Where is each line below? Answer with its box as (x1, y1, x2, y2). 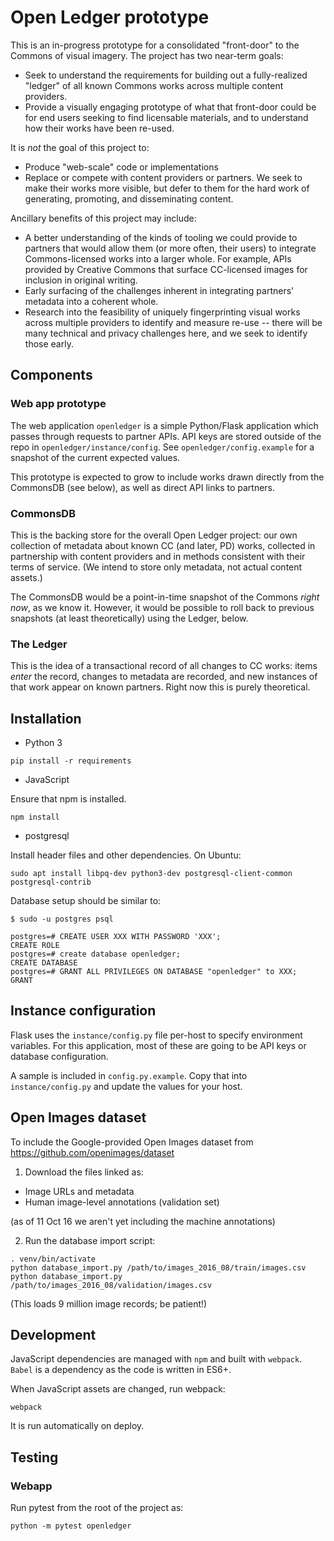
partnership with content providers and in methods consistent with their (10, 550, 306, 562)
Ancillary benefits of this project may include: (10, 212, 197, 224)
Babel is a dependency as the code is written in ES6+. (10, 1364, 232, 1376)
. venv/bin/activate (10, 1254, 97, 1264)
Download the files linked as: (24, 1166, 144, 1178)
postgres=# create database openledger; (10, 949, 182, 960)
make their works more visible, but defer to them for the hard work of (24, 182, 310, 194)
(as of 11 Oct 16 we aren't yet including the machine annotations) (10, 1215, 276, 1227)
